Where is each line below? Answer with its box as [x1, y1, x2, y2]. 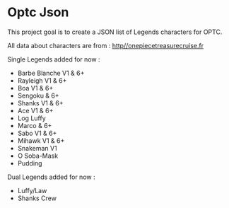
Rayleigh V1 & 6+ [17, 76, 67, 85]
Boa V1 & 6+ [17, 83, 54, 92]
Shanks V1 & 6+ [17, 98, 64, 107]
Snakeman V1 [17, 144, 58, 152]
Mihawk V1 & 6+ [17, 136, 65, 145]
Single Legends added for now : [7, 54, 100, 64]
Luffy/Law [17, 186, 47, 195]
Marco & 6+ [17, 121, 52, 129]
